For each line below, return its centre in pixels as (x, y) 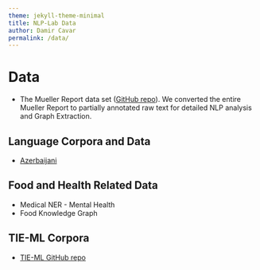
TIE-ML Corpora (49, 239)
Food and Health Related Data (83, 185)
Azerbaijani (38, 160)
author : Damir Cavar (43, 30)
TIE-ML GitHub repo (52, 257)
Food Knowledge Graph (58, 213)
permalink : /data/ (39, 38)
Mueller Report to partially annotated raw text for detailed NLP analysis (136, 108)
